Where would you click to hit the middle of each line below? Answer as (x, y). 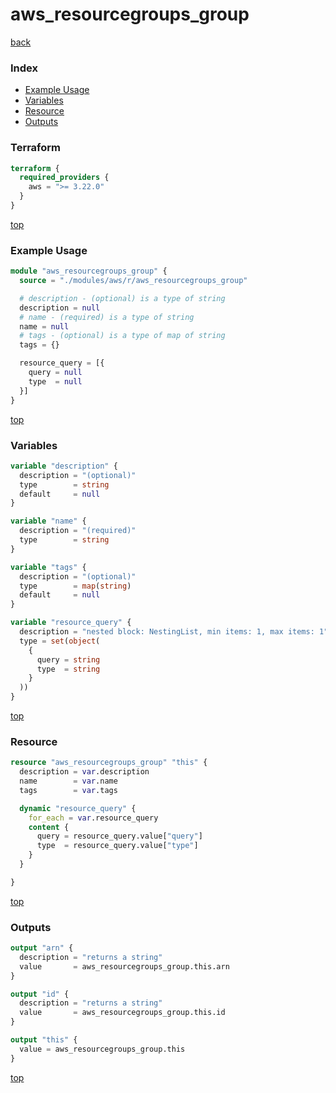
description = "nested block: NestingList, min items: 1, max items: (167, 632)
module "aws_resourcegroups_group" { (89, 271)
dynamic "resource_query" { (78, 808)
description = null (60, 308)
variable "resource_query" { (71, 623)
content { (49, 827)
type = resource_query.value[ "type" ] (117, 846)
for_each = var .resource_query (93, 818)
